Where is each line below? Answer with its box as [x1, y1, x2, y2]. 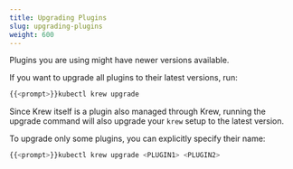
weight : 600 [9, 30, 54, 39]
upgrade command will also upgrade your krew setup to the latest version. [9, 116, 285, 127]
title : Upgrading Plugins [9, 13, 107, 23]
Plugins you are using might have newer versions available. [9, 55, 230, 66]
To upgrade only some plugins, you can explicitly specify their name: [9, 133, 266, 145]
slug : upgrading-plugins [9, 22, 103, 31]
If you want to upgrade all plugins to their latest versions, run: [9, 72, 238, 83]
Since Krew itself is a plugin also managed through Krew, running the [9, 106, 267, 117]
